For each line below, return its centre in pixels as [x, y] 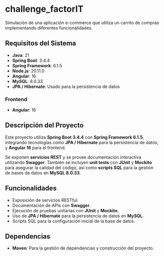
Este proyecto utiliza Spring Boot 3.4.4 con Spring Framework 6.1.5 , [75, 137]
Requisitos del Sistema [41, 43]
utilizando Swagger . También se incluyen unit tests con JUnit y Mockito [79, 162]
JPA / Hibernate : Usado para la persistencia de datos [66, 86]
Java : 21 [21, 55]
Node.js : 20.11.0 [28, 71]
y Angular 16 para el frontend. [35, 147]
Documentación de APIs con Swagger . [51, 205]
